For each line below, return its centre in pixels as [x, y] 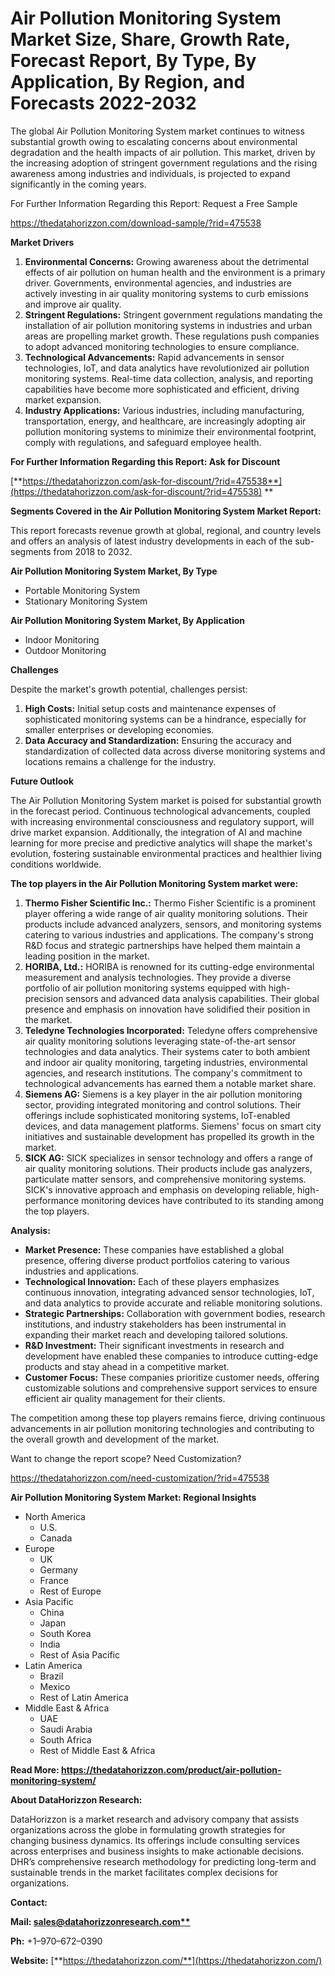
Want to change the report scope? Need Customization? [126, 1458]
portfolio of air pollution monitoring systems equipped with [145, 988]
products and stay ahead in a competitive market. [127, 1366]
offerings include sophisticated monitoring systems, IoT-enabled [157, 1115]
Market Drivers [42, 242]
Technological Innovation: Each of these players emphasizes [152, 1281]
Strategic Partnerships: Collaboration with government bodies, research [175, 1313]
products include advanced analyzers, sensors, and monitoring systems [173, 924]
